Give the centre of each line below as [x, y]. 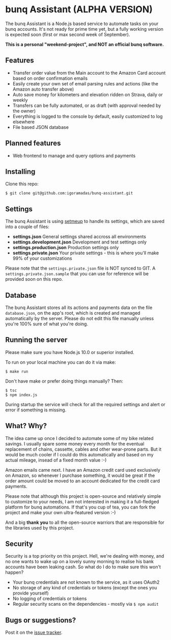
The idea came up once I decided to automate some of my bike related [79, 438]
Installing [20, 172]
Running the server [36, 340]
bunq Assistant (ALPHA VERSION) [79, 9]
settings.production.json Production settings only [66, 248]
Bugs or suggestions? [41, 620]
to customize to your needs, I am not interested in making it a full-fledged [82, 501]
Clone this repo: [22, 184]
